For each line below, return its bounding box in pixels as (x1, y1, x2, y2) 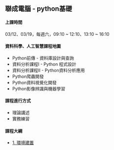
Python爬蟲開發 (12, 73, 44, 79)
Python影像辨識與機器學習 (12, 85, 66, 92)
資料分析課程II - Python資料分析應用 (12, 67, 85, 73)
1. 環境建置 (12, 140, 34, 146)
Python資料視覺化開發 (12, 79, 57, 85)
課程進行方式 (5, 98, 31, 104)
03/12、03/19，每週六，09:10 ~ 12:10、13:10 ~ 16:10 (5, 31, 110, 37)
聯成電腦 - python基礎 (5, 4, 72, 13)
